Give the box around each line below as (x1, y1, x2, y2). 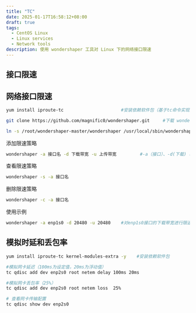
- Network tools (11, 41, 51, 47)
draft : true (6, 19, 35, 25)
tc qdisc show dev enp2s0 (6, 301, 69, 307)
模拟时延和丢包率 (6, 238, 68, 248)
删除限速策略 (6, 185, 37, 193)
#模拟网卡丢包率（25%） (6, 280, 56, 286)
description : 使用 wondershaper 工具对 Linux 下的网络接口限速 (6, 47, 152, 53)
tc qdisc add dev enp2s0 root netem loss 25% (6, 286, 121, 291)
